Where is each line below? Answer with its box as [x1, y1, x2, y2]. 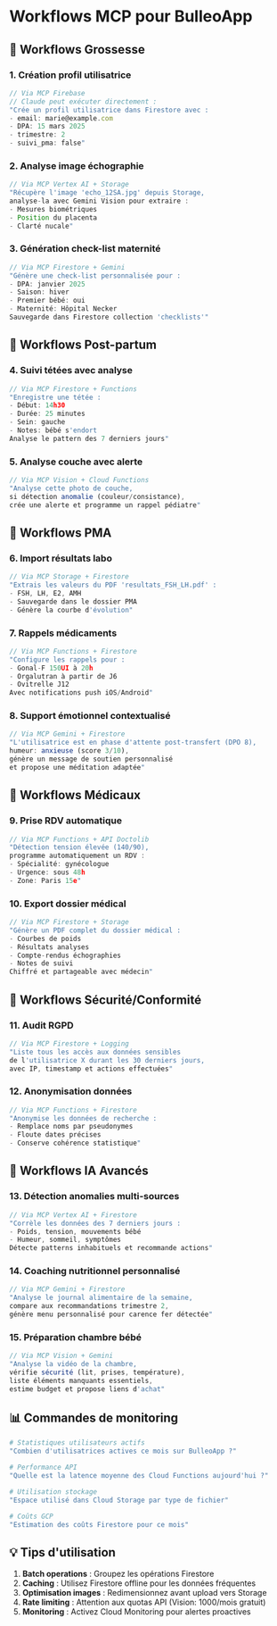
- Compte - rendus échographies [9, 951, 122, 960]
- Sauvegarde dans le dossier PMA [9, 596, 138, 606]
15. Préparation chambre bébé [9, 1330, 143, 1343]
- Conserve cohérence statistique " [9, 1138, 142, 1148]
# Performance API [9, 1463, 77, 1472]
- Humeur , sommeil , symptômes [9, 1235, 122, 1245]
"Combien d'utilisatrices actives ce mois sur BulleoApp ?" [9, 1447, 238, 1456]
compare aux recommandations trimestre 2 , [9, 1302, 169, 1311]
